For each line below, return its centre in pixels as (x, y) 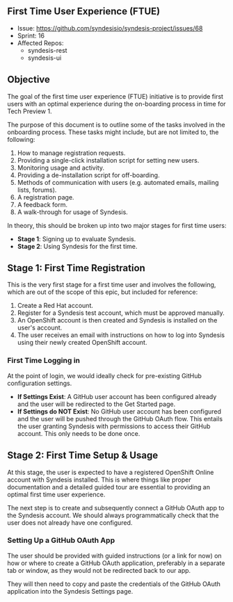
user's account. (40, 328)
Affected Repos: (40, 43)
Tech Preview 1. (30, 111)
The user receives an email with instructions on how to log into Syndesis (121, 335)
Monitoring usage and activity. (61, 168)
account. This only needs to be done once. (79, 433)
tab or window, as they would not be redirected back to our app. (99, 570)
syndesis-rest (47, 50)
